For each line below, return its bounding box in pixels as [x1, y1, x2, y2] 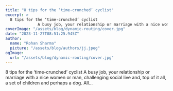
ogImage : [5, 50, 24, 55]
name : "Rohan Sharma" [10, 41, 57, 46]
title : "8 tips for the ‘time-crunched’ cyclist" [5, 7, 114, 13]
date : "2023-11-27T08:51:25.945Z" [5, 31, 80, 36]
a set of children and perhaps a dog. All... [5, 80, 93, 86]
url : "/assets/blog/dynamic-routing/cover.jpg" [10, 55, 114, 60]
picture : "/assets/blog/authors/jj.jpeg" [10, 45, 100, 51]
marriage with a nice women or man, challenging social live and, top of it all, [5, 75, 166, 81]
